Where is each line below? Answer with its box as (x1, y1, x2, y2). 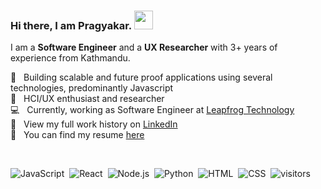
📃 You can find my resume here (10, 129, 145, 141)
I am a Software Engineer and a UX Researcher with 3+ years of (10, 41, 278, 54)
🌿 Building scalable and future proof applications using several (10, 71, 273, 84)
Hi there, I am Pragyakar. (10, 18, 132, 32)
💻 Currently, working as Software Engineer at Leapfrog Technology (10, 104, 295, 116)
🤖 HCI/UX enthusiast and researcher (10, 93, 165, 105)
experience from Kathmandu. (10, 52, 131, 64)
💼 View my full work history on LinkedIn (10, 118, 178, 130)
